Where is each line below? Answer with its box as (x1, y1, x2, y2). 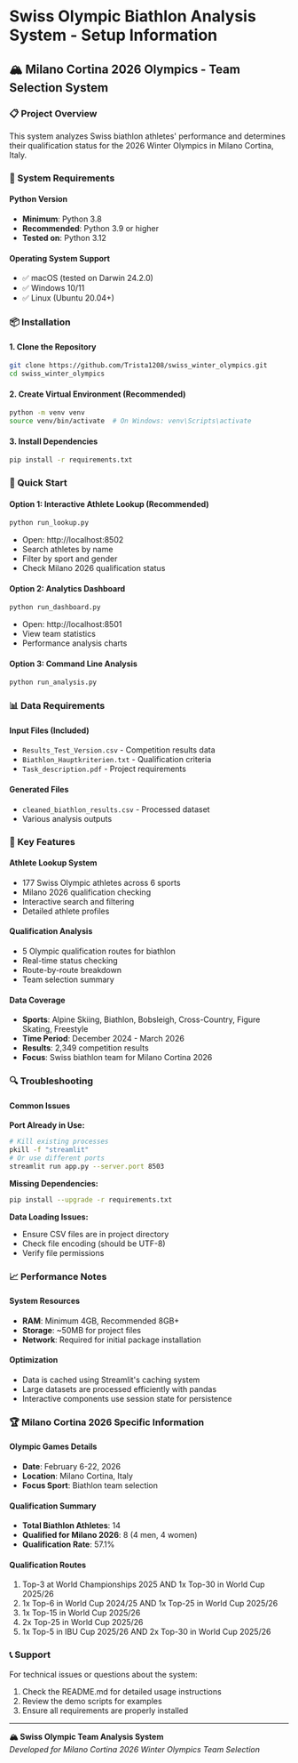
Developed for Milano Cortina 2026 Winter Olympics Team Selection (9, 1743, 260, 1754)
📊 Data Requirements (9, 700, 106, 712)
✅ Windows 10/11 (21, 283, 85, 294)
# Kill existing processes (9, 1137, 109, 1147)
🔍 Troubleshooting (9, 1075, 93, 1087)
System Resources (9, 1296, 81, 1307)
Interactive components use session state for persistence (21, 1393, 232, 1404)
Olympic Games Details (9, 1441, 98, 1452)
